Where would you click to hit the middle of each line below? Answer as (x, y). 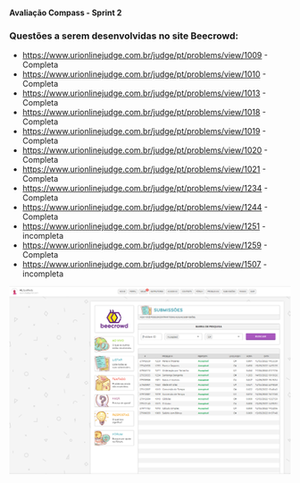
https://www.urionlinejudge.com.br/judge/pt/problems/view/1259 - (145, 245)
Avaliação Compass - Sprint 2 (66, 13)
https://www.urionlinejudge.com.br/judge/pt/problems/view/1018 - (144, 112)
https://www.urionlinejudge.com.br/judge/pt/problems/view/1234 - (145, 188)
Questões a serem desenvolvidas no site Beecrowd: (124, 36)
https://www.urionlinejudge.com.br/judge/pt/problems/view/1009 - (145, 55)
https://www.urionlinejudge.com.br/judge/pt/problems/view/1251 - (144, 226)
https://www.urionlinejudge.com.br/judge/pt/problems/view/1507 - (145, 264)
